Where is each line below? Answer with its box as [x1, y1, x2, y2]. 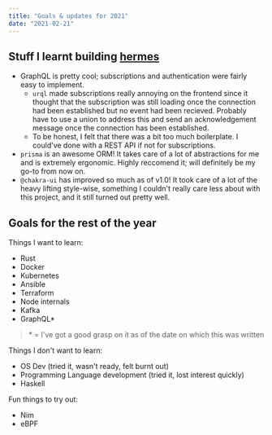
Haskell [19, 379, 45, 389]
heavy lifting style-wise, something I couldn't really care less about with [19, 184, 261, 194]
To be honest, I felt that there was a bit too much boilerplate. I [32, 132, 239, 142]
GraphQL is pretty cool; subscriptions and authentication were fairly [19, 71, 248, 81]
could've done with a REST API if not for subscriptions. [32, 140, 216, 151]
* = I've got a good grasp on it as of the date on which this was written [28, 330, 265, 340]
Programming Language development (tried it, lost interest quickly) [19, 370, 245, 380]
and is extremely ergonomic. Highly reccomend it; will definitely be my [19, 158, 256, 168]
